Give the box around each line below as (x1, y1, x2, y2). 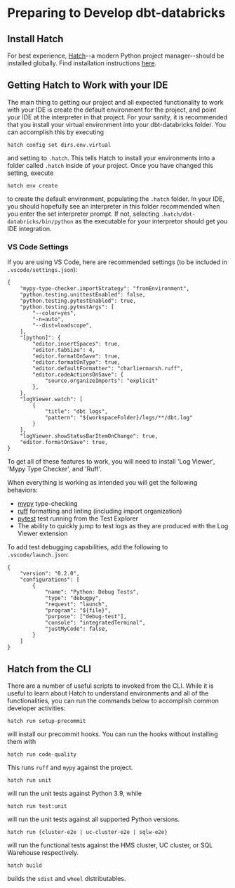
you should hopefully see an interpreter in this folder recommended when (7, 202, 220, 210)
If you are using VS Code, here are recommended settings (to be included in (7, 258, 228, 266)
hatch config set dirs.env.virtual (7, 141, 112, 148)
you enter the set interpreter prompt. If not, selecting (7, 209, 160, 218)
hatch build (7, 862, 42, 869)
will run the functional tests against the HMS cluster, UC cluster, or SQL (7, 841, 213, 849)
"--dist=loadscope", (32, 322, 93, 329)
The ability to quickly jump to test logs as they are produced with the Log (17, 522, 229, 530)
